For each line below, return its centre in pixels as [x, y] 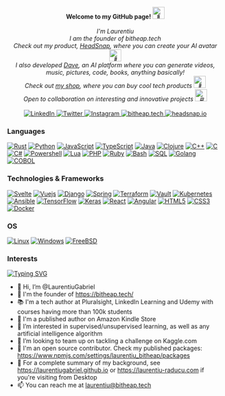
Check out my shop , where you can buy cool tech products [109, 85]
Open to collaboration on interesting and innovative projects [109, 99]
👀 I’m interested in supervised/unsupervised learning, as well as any [113, 327]
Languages [26, 131]
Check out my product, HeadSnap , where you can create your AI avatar [115, 46]
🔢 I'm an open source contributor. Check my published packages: [109, 348]
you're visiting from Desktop [57, 377]
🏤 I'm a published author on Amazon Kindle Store [86, 319]
